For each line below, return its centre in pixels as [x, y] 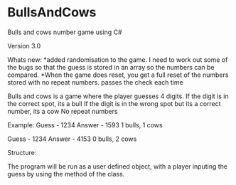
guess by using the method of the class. [66, 174]
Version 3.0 [24, 46]
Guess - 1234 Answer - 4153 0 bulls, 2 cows [72, 139]
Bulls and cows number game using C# [65, 32]
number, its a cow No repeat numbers [63, 111]
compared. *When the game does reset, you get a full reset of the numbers [118, 75]
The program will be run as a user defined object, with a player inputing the [118, 166]
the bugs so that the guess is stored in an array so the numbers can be [111, 67]
